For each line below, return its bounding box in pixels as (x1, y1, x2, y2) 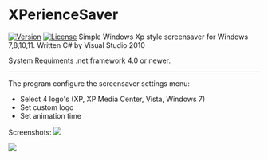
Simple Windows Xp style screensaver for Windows (78, 32, 249, 41)
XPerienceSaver (8, 6, 119, 24)
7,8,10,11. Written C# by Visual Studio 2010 (8, 40, 145, 49)
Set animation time (19, 111, 82, 120)
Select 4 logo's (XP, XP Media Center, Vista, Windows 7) (19, 94, 206, 103)
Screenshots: (8, 127, 52, 137)
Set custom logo (19, 102, 74, 112)
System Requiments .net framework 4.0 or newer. (8, 56, 171, 65)
